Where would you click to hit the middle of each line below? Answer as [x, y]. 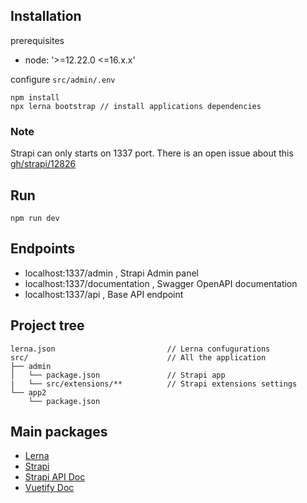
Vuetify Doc [49, 488]
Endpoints [43, 249]
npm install [35, 97]
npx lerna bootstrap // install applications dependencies [136, 106]
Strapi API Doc [55, 477]
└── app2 [28, 392]
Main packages [59, 431]
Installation [46, 16]
